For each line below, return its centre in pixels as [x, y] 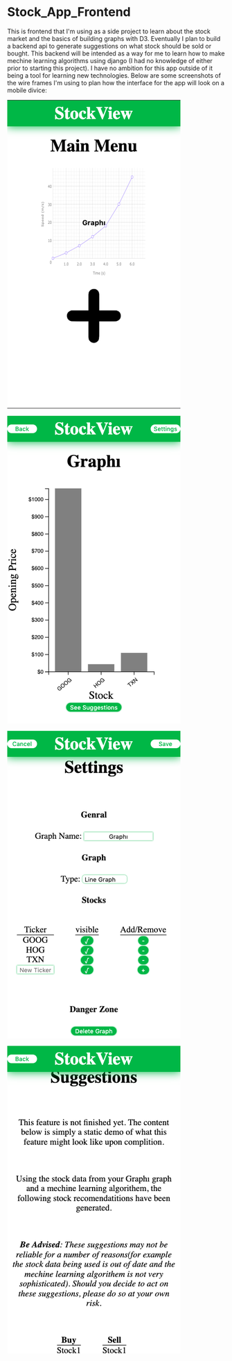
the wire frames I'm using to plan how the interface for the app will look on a [116, 83]
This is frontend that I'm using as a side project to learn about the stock [109, 31]
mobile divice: [27, 90]
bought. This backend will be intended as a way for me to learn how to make [116, 53]
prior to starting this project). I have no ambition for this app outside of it [110, 68]
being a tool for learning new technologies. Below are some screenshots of [114, 75]
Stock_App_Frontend [69, 12]
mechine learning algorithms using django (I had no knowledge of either [110, 60]
